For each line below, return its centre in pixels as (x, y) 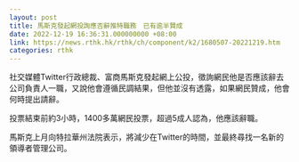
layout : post (33, 17)
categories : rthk (41, 51)
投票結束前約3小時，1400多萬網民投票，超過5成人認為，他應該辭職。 (136, 118)
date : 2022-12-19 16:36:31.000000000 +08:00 (93, 34)
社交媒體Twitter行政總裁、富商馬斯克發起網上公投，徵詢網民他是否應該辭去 (147, 77)
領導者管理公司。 (40, 149)
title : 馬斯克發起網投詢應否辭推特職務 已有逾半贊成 (96, 26)
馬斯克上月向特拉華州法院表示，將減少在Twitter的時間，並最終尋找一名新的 (147, 137)
